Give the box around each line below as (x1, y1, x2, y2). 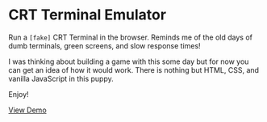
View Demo (8, 105, 47, 115)
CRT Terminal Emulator (8, 6, 167, 24)
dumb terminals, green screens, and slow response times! (8, 40, 201, 50)
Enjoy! (8, 89, 30, 99)
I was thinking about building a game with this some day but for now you (8, 57, 249, 66)
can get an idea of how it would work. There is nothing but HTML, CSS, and (8, 65, 260, 74)
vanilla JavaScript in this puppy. (8, 74, 115, 83)
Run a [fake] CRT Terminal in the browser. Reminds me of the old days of (8, 32, 252, 42)
